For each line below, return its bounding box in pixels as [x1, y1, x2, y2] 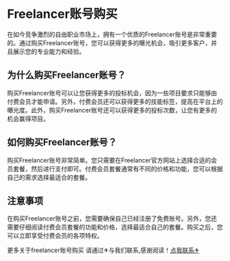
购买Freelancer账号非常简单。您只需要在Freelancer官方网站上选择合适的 [7, 156, 212, 164]
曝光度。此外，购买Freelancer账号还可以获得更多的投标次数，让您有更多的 [7, 105, 218, 114]
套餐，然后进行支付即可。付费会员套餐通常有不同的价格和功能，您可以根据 [12, 164, 223, 173]
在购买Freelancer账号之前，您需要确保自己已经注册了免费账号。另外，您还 [7, 214, 218, 223]
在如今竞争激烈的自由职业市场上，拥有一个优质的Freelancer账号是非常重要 [7, 30, 218, 38]
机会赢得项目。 [7, 114, 49, 123]
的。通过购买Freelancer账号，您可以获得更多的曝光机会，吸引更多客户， [7, 38, 212, 47]
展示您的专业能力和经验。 [12, 47, 86, 55]
